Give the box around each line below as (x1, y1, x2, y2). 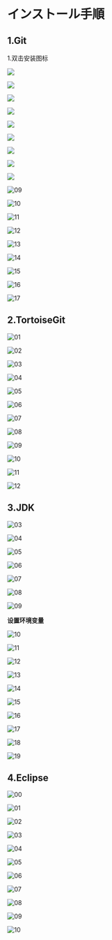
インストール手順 (7, 6, 105, 22)
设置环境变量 (7, 616, 44, 624)
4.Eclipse (7, 772, 49, 784)
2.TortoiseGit (7, 314, 66, 326)
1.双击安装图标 (7, 54, 49, 62)
